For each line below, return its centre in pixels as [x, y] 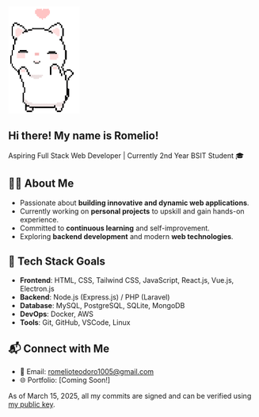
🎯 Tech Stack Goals [57, 262]
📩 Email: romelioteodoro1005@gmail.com [87, 372]
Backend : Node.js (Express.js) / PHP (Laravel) [95, 297]
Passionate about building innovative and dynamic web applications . [134, 203]
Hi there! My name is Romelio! [84, 136]
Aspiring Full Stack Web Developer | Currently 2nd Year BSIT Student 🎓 [126, 155]
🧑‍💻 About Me [41, 184]
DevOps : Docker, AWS [56, 314]
